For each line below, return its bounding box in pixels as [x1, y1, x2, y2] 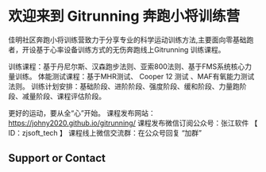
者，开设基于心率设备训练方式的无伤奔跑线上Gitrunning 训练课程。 [8, 44, 226, 54]
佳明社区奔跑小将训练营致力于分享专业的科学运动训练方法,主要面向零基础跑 [8, 35, 254, 44]
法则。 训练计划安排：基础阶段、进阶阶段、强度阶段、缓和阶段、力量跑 [8, 81, 240, 91]
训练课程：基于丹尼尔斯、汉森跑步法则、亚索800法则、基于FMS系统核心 [8, 61, 245, 71]
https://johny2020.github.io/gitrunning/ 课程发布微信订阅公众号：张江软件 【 [8, 118, 258, 128]
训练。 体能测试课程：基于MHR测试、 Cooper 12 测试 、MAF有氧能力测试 [14, 71, 255, 81]
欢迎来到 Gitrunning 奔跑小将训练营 [8, 7, 241, 25]
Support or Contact [8, 151, 106, 165]
